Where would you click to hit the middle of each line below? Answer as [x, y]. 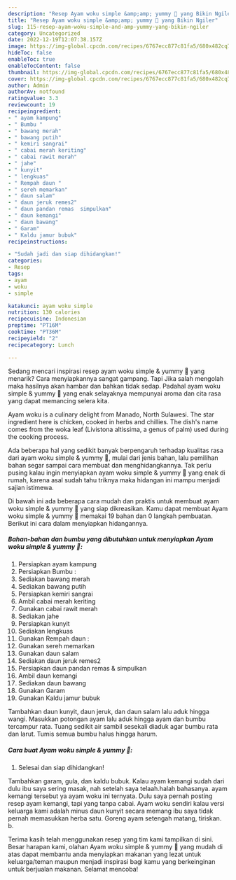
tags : [16, 274]
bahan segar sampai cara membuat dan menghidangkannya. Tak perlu [110, 465]
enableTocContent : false [44, 66]
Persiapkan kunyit [44, 624]
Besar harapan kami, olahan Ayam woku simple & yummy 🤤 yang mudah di [116, 847]
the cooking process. [39, 436]
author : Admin [29, 85]
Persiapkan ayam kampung [57, 564]
